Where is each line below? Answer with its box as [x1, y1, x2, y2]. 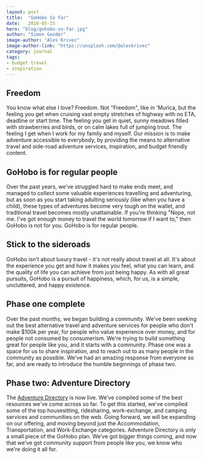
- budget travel [6, 60, 47, 66]
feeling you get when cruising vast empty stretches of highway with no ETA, [6, 111, 196, 118]
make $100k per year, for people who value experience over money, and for [6, 328, 196, 335]
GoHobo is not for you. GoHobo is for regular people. [6, 222, 139, 229]
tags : [6, 54, 20, 60]
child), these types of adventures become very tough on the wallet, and [6, 202, 185, 210]
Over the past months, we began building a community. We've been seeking [6, 315, 197, 322]
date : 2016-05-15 [6, 20, 56, 26]
